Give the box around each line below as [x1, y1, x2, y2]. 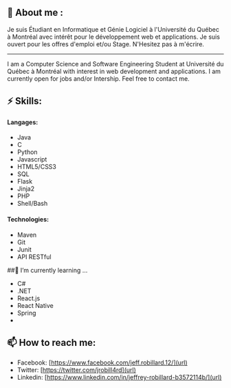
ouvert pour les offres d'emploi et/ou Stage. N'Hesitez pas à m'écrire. [7, 39, 205, 48]
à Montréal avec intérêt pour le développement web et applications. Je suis [7, 32, 220, 41]
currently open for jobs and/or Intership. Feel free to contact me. [7, 74, 190, 83]
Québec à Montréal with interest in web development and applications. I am [7, 67, 221, 75]
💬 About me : [7, 7, 63, 19]
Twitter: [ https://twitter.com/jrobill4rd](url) [16, 366, 136, 374]
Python [16, 148, 38, 156]
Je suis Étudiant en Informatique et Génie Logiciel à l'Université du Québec [7, 25, 220, 33]
